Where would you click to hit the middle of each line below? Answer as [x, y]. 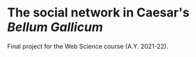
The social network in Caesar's [98, 13]
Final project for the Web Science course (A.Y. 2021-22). [88, 46]
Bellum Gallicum [55, 27]
